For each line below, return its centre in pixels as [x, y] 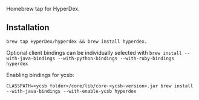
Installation [28, 27]
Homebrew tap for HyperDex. [43, 9]
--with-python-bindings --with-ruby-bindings [116, 58]
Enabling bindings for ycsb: [40, 75]
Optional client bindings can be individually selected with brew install [94, 52]
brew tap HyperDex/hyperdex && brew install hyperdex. [77, 42]
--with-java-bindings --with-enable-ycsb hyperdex [71, 91]
